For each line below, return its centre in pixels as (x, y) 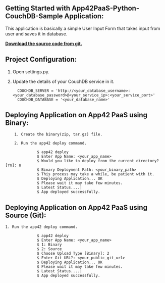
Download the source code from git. (44, 43)
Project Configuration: (41, 59)
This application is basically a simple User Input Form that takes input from (83, 28)
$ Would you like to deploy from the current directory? (98, 161)
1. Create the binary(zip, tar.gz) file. (58, 134)
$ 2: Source (49, 249)
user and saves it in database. (36, 34)
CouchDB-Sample (34, 16)
